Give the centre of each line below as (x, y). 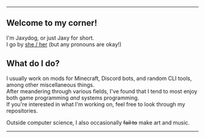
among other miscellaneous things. (50, 85)
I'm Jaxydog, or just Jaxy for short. (50, 38)
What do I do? (33, 64)
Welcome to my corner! (52, 23)
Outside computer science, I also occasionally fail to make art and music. (98, 122)
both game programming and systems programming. (73, 98)
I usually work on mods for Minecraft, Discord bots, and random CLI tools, (99, 78)
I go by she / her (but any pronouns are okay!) (64, 44)
